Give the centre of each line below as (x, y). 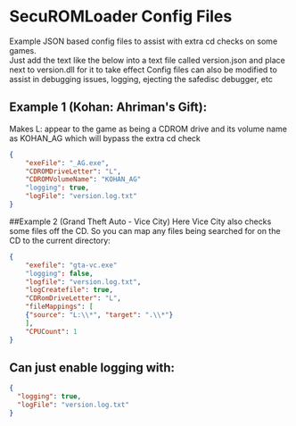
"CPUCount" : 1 (51, 331)
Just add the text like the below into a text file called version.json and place (147, 60)
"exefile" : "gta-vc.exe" (71, 265)
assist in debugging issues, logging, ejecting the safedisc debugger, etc (141, 79)
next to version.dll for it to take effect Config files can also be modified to (144, 70)
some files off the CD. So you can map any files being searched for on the (145, 230)
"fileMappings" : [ (59, 307)
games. (23, 50)
